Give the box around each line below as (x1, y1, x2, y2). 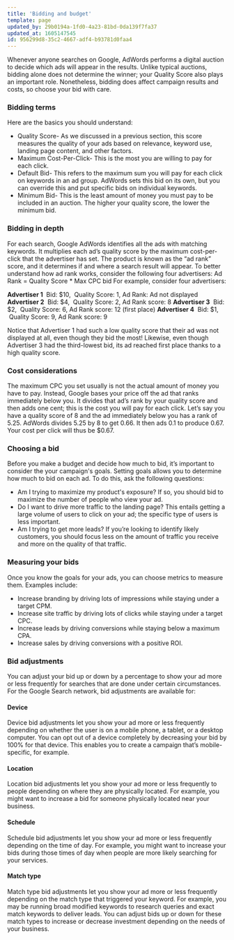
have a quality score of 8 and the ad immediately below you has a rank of (7, 412, 218, 420)
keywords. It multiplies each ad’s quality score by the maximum (7, 247, 189, 255)
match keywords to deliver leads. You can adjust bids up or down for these (7, 909, 222, 918)
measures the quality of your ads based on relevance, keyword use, (17, 139, 212, 147)
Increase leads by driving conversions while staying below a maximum (17, 623, 220, 632)
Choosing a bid (7, 443, 59, 453)
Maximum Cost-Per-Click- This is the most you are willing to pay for (17, 154, 212, 163)
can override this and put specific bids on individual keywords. (17, 184, 197, 192)
